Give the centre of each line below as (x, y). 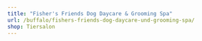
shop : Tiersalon (31, 26)
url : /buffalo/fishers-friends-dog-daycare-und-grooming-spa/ (101, 20)
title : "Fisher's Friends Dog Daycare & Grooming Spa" (90, 14)
